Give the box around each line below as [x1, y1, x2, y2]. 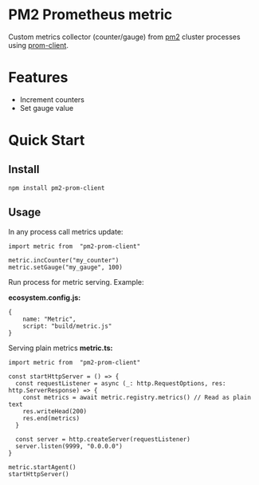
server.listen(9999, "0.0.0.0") [15, 442, 124, 450]
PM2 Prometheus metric [8, 6, 173, 24]
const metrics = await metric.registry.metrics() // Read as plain [22, 393, 251, 401]
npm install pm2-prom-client [8, 183, 105, 192]
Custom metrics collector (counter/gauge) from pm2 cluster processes [8, 32, 241, 41]
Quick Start [8, 132, 85, 149]
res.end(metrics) [22, 414, 80, 422]
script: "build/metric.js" [22, 321, 112, 330]
